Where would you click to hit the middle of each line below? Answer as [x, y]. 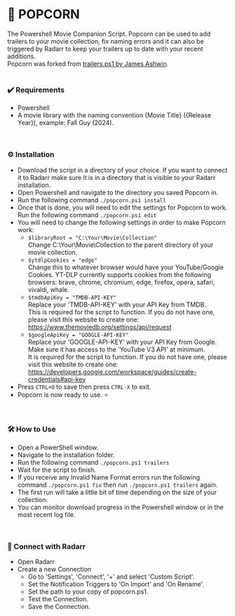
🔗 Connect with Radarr [47, 546]
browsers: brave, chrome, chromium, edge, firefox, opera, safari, [121, 282]
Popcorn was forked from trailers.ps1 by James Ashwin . [88, 63]
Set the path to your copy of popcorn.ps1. [88, 592]
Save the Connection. [59, 607]
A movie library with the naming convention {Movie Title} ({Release [114, 115]
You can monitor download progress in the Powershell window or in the [120, 507]
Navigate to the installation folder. [66, 455]
